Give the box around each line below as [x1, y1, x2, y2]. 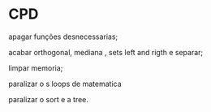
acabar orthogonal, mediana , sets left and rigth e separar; [8, 47, 204, 57]
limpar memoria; [8, 62, 63, 73]
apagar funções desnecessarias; [8, 32, 118, 41]
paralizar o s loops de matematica [8, 79, 122, 88]
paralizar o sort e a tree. [8, 94, 89, 104]
